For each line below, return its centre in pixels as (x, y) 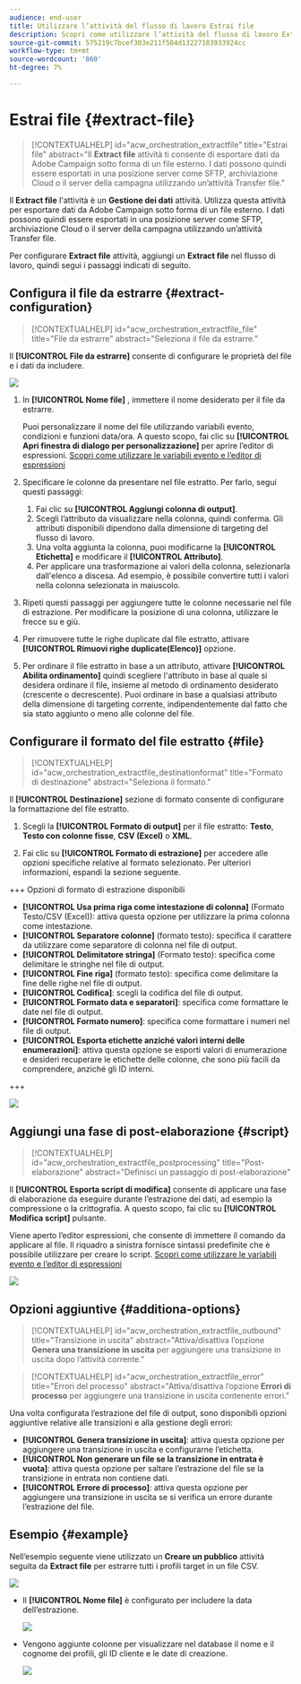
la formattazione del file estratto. (69, 809)
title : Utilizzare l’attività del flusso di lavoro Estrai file (132, 26)
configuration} (51, 307)
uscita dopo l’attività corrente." (88, 1359)
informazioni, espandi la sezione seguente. (101, 872)
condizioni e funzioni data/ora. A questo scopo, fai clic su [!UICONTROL (155, 436)
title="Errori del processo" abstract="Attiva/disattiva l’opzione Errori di (161, 1386)
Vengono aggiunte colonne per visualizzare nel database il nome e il (148, 1644)
